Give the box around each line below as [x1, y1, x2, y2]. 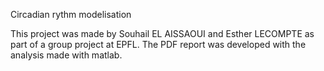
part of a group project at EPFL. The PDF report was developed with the [10, 39, 307, 50]
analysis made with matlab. [10, 49, 123, 61]
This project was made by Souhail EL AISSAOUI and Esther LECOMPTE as [10, 28, 315, 39]
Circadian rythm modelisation [10, 9, 132, 20]
